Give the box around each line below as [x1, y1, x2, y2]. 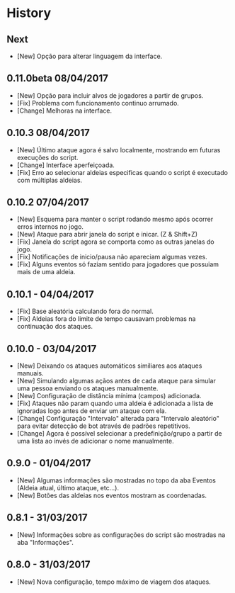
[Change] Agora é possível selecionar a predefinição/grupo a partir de [16, 429, 222, 438]
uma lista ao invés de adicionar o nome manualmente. [16, 437, 174, 446]
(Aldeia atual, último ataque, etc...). [16, 483, 120, 492]
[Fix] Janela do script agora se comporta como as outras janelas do [16, 237, 214, 246]
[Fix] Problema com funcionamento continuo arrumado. [16, 98, 180, 107]
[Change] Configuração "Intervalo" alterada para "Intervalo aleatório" [16, 414, 220, 423]
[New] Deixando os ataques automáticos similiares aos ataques [16, 361, 202, 370]
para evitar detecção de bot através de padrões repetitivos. [16, 422, 190, 430]
